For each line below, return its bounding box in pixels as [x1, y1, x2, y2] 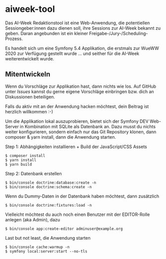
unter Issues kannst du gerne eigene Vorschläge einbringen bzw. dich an [5, 88, 155, 95]
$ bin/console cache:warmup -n [5, 244, 70, 250]
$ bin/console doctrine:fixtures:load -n [5, 203, 92, 207]
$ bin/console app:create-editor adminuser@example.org [5, 226, 123, 231]
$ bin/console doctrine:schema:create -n [5, 184, 92, 189]
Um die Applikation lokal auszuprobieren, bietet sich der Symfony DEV [5, 118, 149, 124]
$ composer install [5, 153, 46, 158]
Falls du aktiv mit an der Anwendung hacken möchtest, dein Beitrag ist [5, 103, 149, 109]
